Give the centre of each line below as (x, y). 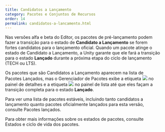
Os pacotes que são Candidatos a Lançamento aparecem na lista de (74, 73)
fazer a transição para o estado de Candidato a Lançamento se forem (76, 43)
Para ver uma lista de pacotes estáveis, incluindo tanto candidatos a (74, 99)
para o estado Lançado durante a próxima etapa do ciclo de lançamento (78, 58)
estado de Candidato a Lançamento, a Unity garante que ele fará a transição (82, 53)
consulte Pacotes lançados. (33, 110)
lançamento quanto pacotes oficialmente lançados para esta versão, (75, 105)
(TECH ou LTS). (21, 63)
